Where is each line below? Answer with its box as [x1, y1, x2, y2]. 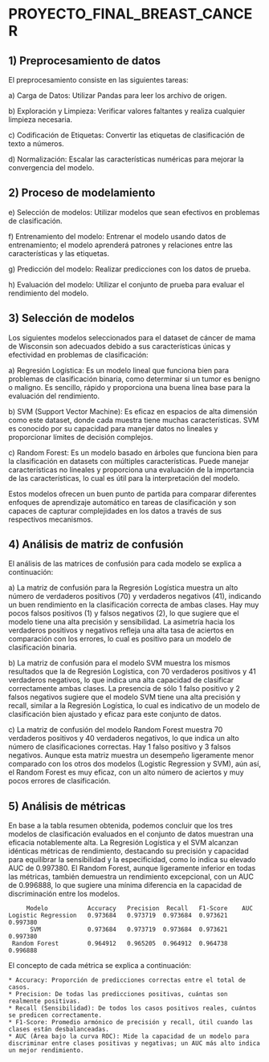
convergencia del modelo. [8, 163, 95, 173]
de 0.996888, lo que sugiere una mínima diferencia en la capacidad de [8, 881, 243, 890]
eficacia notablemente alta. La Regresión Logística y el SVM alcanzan [8, 838, 238, 848]
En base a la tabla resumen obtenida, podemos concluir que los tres [8, 820, 233, 831]
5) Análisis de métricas [8, 800, 126, 813]
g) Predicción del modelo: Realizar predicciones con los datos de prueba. [8, 264, 251, 274]
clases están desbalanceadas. [8, 1025, 110, 1034]
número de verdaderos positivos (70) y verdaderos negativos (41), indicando [8, 592, 262, 601]
